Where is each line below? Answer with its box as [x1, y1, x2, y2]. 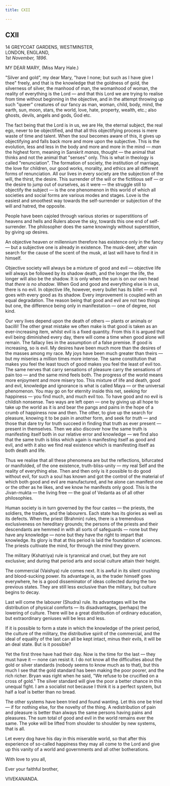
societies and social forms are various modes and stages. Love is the [5, 192, 149, 199]
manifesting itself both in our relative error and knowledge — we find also [5, 431, 158, 437]
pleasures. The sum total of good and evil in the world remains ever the [5, 715, 154, 721]
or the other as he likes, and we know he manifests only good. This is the [5, 484, 157, 490]
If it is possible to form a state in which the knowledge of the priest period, [5, 625, 160, 631]
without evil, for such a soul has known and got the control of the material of [5, 473, 164, 480]
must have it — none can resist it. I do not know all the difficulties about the [5, 657, 162, 663]
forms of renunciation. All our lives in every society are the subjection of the [5, 171, 163, 177]
